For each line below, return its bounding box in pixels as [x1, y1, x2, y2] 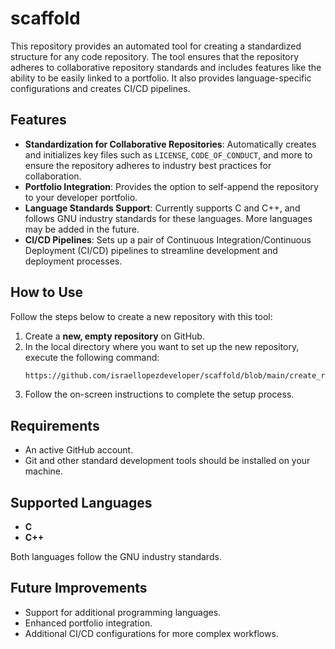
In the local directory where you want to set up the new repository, [24, 340, 300, 352]
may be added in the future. [24, 223, 140, 235]
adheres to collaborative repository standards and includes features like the [10, 61, 322, 73]
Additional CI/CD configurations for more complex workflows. [24, 627, 279, 639]
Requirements [10, 417, 100, 434]
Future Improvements [10, 580, 148, 597]
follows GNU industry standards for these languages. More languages [24, 212, 313, 224]
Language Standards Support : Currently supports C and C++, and [24, 202, 301, 214]
